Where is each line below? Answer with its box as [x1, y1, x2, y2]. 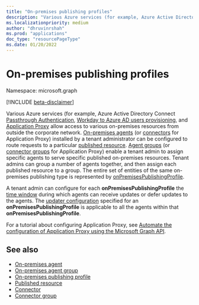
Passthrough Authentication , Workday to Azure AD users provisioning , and [6, 116, 188, 123]
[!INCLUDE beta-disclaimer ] [6, 99, 74, 106]
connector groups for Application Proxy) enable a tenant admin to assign [6, 148, 184, 155]
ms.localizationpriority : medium [6, 20, 89, 26]
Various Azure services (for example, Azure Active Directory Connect [6, 110, 176, 117]
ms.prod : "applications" [6, 31, 68, 37]
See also [6, 244, 38, 255]
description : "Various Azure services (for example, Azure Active [6, 14, 174, 20]
